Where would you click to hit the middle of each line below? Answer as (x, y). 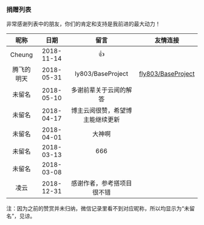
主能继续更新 (101, 119)
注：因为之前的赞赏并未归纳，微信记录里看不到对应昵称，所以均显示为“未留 (101, 209)
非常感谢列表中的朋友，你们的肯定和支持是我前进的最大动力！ (83, 24)
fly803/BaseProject (167, 74)
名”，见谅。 (21, 216)
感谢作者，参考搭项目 (101, 183)
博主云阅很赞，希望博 (101, 110)
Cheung (22, 55)
